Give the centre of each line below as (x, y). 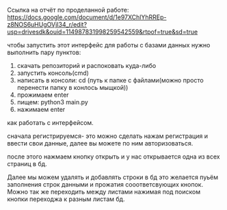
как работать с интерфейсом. (50, 122)
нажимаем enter (41, 109)
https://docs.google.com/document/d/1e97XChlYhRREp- (87, 17)
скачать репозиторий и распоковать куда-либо (86, 66)
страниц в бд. (27, 164)
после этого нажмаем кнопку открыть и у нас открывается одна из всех (113, 156)
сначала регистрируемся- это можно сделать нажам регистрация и (108, 136)
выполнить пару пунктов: (44, 52)
